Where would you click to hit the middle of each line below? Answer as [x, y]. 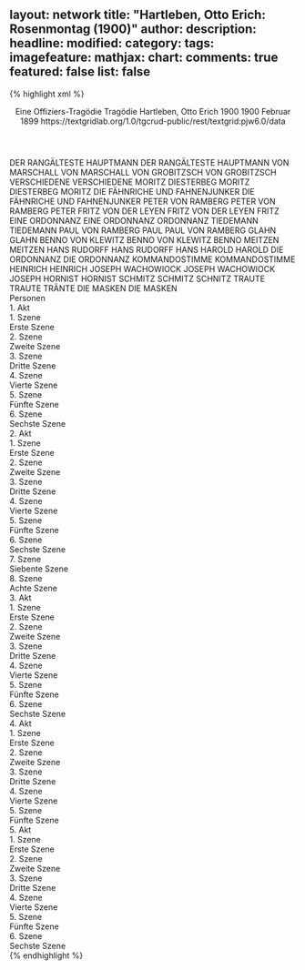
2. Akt [20, 433]
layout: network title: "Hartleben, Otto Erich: [137, 15]
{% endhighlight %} [46, 955]
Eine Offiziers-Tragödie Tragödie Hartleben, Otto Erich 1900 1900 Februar [153, 111]
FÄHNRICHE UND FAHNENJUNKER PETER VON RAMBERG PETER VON [142, 201]
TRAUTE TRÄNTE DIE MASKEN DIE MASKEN [93, 288]
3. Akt [20, 597]
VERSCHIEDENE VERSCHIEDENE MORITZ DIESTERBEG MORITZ [130, 182]
